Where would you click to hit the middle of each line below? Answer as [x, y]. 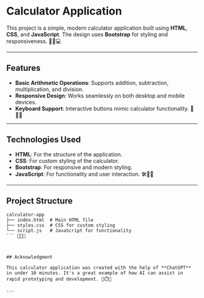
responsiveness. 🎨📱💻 [34, 41]
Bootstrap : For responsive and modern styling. [73, 167]
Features [23, 68]
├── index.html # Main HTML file [50, 220]
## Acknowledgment [29, 257]
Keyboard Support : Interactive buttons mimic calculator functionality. [102, 108]
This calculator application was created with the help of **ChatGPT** [99, 268]
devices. [26, 102]
